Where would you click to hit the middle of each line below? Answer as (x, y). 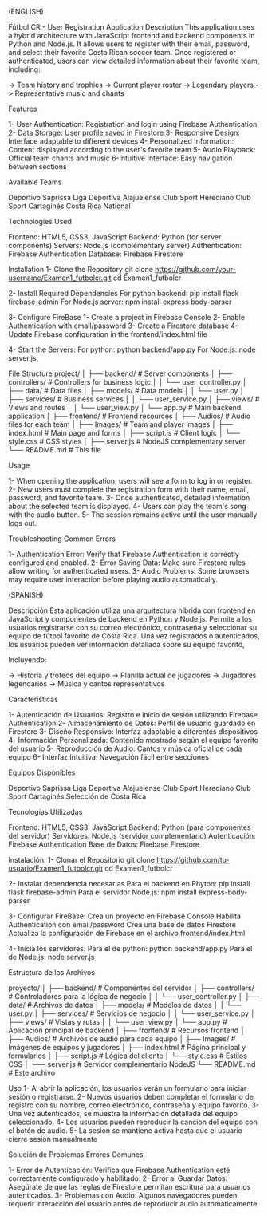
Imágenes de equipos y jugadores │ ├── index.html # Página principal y (127, 1047)
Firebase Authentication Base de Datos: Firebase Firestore (104, 844)
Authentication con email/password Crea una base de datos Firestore (122, 924)
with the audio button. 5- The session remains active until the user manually (133, 515)
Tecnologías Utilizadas (45, 812)
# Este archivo (32, 1073)
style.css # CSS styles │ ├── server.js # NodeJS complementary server (127, 441)
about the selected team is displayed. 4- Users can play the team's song (128, 506)
